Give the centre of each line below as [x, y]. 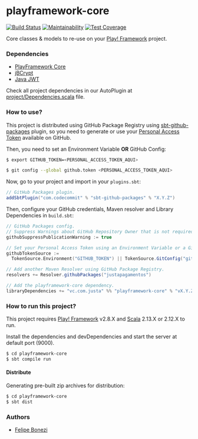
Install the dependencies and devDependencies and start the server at [92, 336]
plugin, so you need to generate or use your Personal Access [105, 131]
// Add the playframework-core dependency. [60, 286]
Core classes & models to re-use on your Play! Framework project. [87, 38]
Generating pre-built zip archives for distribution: [65, 386]
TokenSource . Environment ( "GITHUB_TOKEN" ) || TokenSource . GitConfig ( [97, 259]
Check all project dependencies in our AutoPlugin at [69, 91]
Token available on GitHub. [39, 137]
